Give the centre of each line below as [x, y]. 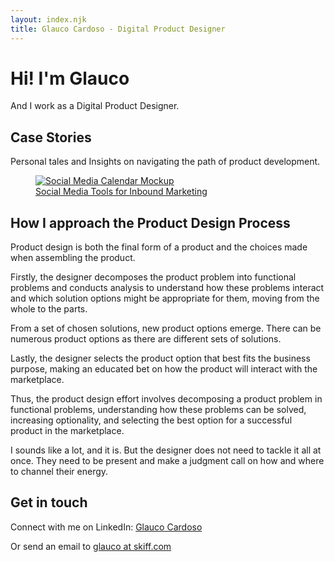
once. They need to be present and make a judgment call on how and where [167, 461]
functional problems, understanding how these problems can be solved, [158, 410]
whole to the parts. [49, 309]
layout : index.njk [48, 19]
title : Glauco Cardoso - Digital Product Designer [118, 29]
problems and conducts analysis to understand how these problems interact [167, 288]
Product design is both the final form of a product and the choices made [159, 247]
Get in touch [49, 502]
